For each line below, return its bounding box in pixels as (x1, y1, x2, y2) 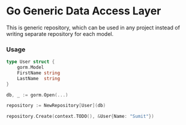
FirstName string (17, 70, 61, 76)
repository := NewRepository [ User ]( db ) (6, 103, 106, 109)
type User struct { (6, 59, 55, 65)
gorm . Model (17, 65, 44, 71)
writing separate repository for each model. (6, 30, 114, 37)
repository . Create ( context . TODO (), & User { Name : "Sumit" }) (6, 114, 154, 120)
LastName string (17, 75, 61, 81)
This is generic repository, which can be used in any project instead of (6, 24, 180, 31)
